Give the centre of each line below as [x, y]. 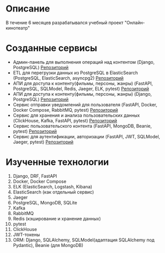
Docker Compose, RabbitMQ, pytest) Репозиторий [65, 110]
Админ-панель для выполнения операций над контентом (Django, [84, 62]
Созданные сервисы [51, 48]
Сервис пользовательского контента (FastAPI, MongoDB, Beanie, [82, 126]
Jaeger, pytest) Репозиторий [43, 142]
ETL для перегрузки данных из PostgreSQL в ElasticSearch [75, 73]
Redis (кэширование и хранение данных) [57, 218]
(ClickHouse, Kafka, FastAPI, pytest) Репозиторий [65, 120]
